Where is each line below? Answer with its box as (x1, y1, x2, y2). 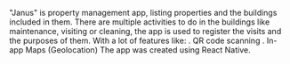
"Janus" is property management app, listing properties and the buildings (9, 8, 278, 18)
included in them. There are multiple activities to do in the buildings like (9, 17, 270, 27)
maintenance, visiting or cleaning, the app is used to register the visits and (9, 26, 282, 36)
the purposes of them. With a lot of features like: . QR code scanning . (9, 35, 265, 46)
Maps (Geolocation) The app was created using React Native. (25, 45, 251, 55)
